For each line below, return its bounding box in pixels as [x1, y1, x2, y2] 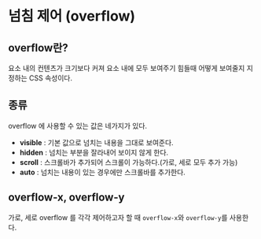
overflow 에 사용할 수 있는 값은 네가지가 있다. [8, 121, 148, 130]
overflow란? [8, 41, 68, 54]
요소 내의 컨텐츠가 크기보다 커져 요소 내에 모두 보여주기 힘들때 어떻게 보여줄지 [8, 64, 245, 73]
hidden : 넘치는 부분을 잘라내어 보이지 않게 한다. [19, 148, 169, 157]
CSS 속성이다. [28, 73, 73, 83]
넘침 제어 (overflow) [8, 7, 136, 25]
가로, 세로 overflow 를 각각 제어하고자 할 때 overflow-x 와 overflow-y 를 [8, 212, 228, 222]
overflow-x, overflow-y [8, 191, 125, 204]
